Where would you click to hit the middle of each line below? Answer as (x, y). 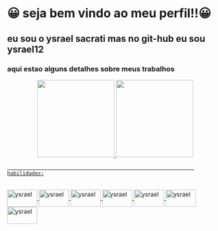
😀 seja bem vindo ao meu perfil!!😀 (109, 13)
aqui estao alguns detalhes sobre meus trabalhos (91, 69)
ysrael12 (26, 49)
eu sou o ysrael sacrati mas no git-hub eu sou (106, 39)
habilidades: (26, 173)
